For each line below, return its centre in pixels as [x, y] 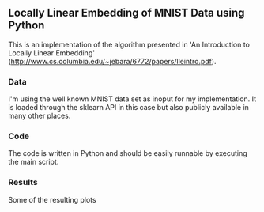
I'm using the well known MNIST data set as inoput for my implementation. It [132, 99]
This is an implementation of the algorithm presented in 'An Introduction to [129, 44]
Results [23, 183]
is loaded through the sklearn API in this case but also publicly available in [128, 108]
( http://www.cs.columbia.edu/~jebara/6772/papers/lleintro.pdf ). [112, 61]
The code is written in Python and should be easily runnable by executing [128, 153]
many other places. [40, 116]
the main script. [34, 162]
